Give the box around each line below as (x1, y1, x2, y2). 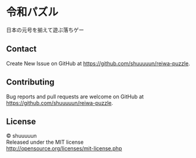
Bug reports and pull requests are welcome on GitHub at (6, 93, 144, 100)
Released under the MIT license (6, 138, 84, 146)
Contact (6, 44, 37, 54)
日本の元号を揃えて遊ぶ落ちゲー (6, 26, 84, 33)
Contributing (6, 77, 55, 87)
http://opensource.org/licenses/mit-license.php (6, 145, 122, 152)
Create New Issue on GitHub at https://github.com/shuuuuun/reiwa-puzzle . (6, 60, 190, 67)
